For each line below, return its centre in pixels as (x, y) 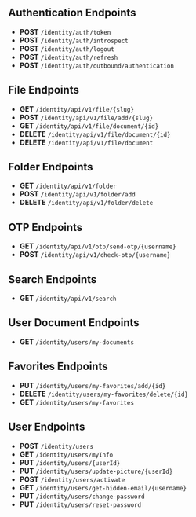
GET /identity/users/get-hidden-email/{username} (103, 487)
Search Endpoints (53, 279)
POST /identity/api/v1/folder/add (77, 194)
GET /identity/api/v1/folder (68, 186)
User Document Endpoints (74, 323)
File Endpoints (44, 90)
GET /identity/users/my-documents (77, 342)
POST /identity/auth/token (65, 31)
